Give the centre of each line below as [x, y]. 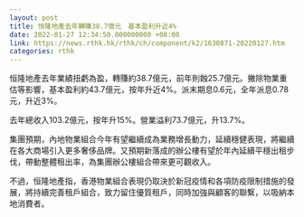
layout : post [34, 18]
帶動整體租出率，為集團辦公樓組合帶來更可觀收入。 [120, 162]
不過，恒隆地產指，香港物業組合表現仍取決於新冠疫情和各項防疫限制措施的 [148, 181]
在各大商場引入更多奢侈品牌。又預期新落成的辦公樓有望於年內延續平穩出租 [148, 151]
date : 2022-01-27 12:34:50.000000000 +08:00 [95, 34]
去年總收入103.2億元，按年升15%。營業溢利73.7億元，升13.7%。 [130, 120]
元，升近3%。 [36, 101]
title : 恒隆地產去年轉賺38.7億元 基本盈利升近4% [93, 26]
